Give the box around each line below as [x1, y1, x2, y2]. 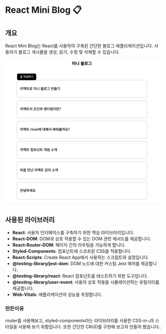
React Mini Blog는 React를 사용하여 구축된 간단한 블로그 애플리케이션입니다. [5, 43, 153, 49]
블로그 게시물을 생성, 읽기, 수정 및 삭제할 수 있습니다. [18, 49, 120, 55]
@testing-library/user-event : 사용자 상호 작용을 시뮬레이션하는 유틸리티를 [12, 279, 160, 285]
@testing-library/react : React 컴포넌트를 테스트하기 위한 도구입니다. [12, 273, 148, 279]
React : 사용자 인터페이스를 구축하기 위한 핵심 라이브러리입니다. [12, 229, 135, 236]
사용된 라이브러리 [5, 216, 55, 224]
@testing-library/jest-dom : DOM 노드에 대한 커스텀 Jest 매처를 [12, 261, 140, 267]
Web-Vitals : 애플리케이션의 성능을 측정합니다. [12, 291, 103, 298]
